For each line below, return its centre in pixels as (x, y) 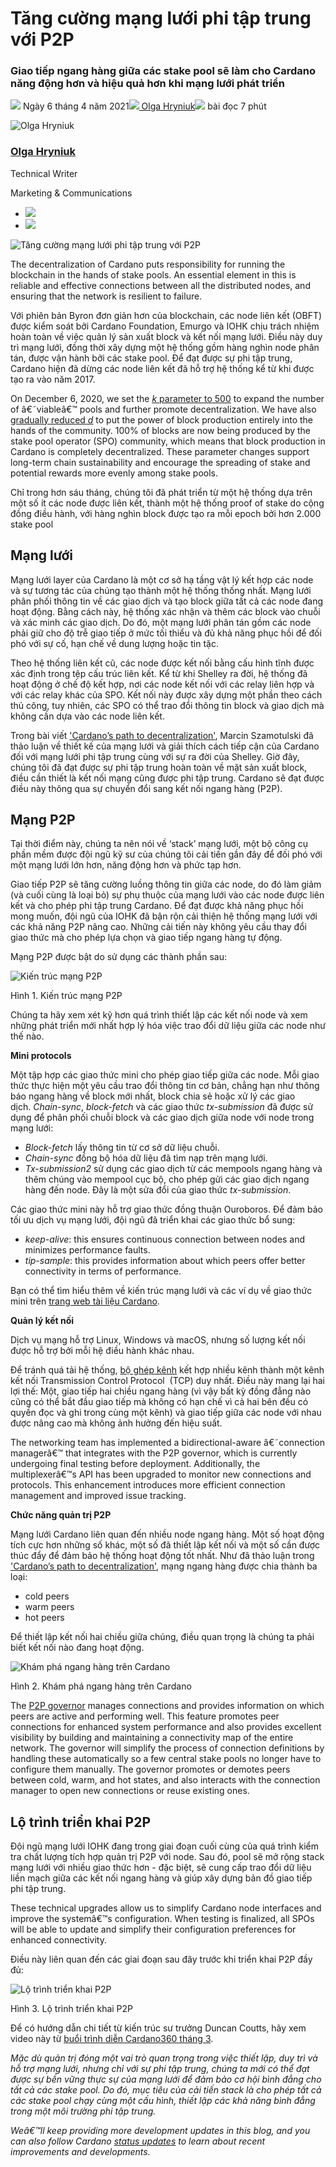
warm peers (49, 1607)
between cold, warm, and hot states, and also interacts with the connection (165, 1780)
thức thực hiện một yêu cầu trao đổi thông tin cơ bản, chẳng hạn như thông (165, 1086)
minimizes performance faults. (87, 1250)
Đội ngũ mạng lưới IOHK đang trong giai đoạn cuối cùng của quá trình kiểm (165, 1846)
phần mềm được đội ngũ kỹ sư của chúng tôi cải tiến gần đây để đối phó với (166, 854)
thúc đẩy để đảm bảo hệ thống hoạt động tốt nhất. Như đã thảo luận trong (162, 1556)
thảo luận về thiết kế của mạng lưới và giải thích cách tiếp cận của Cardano (165, 746)
